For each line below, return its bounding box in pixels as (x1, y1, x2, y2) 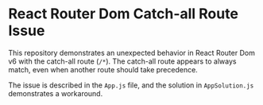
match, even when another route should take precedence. (8, 64, 199, 74)
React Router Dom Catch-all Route (8, 5, 238, 23)
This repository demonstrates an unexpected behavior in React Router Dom (8, 48, 256, 57)
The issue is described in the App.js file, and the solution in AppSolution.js (8, 80, 254, 90)
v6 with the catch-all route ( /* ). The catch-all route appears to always (8, 56, 237, 66)
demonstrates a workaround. (8, 88, 103, 98)
